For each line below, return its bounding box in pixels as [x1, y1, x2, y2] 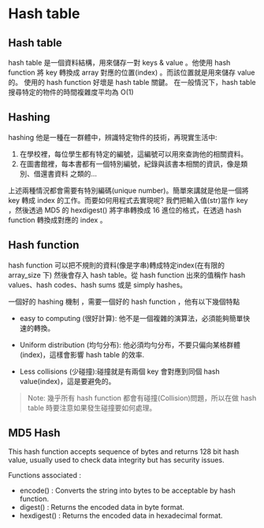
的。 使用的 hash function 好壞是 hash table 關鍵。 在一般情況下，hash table [8, 78, 256, 87]
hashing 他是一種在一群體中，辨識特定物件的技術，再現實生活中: [8, 132, 218, 142]
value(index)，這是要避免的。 [19, 376, 116, 386]
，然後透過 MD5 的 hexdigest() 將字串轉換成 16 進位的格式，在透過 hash [8, 205, 242, 215]
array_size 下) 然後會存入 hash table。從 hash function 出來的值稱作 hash [8, 270, 246, 279]
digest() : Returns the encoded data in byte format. [19, 503, 185, 512]
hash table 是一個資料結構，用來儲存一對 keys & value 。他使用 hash [8, 58, 231, 67]
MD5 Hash [8, 426, 61, 440]
